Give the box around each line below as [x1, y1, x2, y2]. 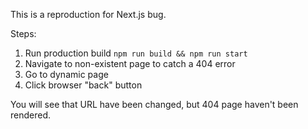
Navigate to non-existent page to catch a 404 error [24, 58, 236, 69]
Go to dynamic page [24, 69, 109, 80]
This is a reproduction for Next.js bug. [10, 9, 167, 20]
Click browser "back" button [24, 79, 143, 91]
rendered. [10, 109, 52, 121]
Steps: [10, 28, 37, 39]
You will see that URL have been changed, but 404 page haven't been [10, 99, 299, 110]
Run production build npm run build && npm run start [24, 47, 248, 59]
